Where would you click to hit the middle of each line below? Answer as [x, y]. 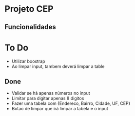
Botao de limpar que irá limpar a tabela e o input [60, 109]
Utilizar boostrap [28, 61]
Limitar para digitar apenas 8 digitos [48, 99]
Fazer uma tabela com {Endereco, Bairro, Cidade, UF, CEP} [71, 103]
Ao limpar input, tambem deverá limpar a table [58, 66]
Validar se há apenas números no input [51, 93]
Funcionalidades [30, 27]
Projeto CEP [29, 9]
